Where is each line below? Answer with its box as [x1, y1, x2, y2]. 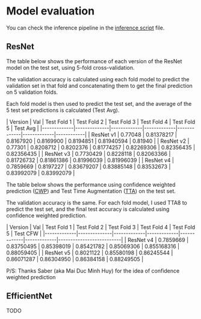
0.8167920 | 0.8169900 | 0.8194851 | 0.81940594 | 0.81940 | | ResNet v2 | [6, 137, 190, 144]
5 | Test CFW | [6, 230, 42, 237]
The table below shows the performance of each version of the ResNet [6, 57, 182, 64]
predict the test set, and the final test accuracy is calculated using [6, 205, 170, 212]
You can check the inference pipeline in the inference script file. [6, 24, 165, 31]
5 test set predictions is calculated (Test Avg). [6, 107, 120, 114]
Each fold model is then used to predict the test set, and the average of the [6, 100, 192, 107]
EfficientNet [6, 291, 53, 302]
